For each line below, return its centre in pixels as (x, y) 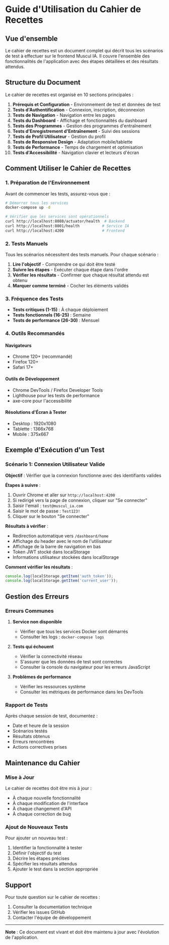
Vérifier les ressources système (53, 686)
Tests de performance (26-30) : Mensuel (56, 320)
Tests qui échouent (33, 646)
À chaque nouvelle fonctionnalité (47, 798)
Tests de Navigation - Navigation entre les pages (64, 115)
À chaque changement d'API (42, 809)
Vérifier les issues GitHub (39, 912)
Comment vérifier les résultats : (39, 567)
